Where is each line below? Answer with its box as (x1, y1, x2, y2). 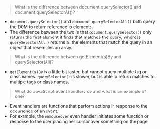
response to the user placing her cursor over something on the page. (9, 119, 149, 124)
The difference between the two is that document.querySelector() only (9, 29, 152, 35)
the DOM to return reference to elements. (9, 24, 93, 30)
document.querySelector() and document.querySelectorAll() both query (9, 19, 155, 24)
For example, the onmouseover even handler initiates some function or (9, 113, 149, 119)
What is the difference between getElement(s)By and (14, 54, 122, 60)
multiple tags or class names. (9, 79, 69, 85)
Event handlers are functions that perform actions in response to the (9, 103, 148, 109)
